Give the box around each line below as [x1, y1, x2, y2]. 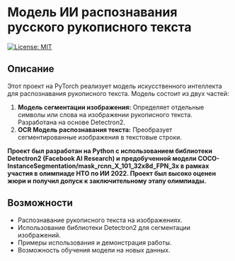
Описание [7, 63, 55, 75]
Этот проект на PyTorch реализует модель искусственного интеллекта [7, 82, 222, 90]
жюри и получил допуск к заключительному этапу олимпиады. [7, 176, 207, 185]
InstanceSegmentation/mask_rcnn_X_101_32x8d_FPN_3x [7, 162, 179, 170]
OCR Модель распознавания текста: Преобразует [17, 125, 173, 134]
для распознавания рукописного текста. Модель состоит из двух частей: [7, 89, 229, 97]
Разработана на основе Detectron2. [17, 118, 126, 126]
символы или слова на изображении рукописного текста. [17, 110, 193, 119]
